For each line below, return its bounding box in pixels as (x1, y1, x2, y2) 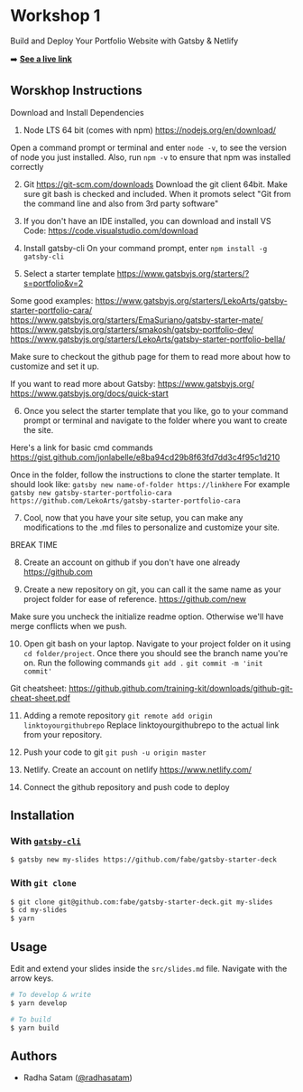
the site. (23, 424, 54, 435)
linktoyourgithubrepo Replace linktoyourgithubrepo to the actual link (23, 720, 280, 730)
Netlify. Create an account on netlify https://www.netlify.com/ (23, 764, 252, 775)
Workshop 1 (10, 5, 101, 26)
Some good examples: (10, 295, 94, 306)
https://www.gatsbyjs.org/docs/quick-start (10, 388, 170, 399)
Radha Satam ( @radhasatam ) (23, 1072, 133, 1083)
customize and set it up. (10, 361, 100, 372)
